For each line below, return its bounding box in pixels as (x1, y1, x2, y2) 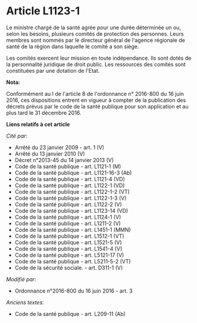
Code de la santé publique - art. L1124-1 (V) (14, 213, 121, 220)
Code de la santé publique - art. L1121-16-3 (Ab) (14, 169, 132, 176)
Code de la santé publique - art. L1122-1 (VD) (14, 182, 125, 189)
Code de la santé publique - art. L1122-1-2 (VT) (14, 188, 130, 195)
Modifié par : (6, 275, 37, 282)
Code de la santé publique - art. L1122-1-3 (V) (14, 194, 127, 201)
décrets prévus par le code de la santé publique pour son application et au (6, 103, 189, 110)
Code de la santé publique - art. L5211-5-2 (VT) (14, 257, 131, 265)
